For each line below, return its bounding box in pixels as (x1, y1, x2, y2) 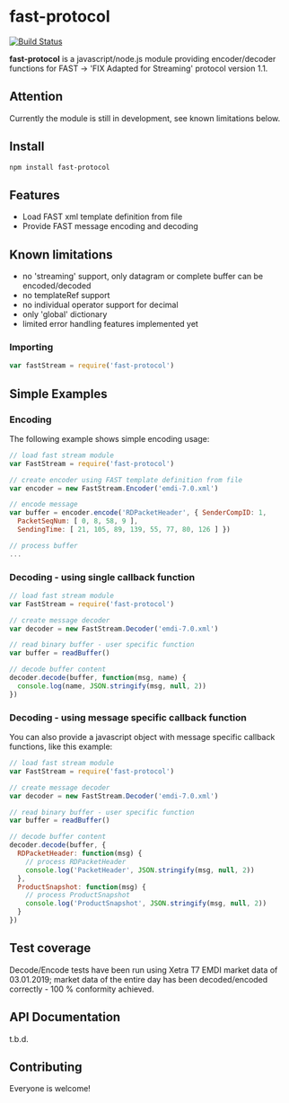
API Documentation (9, 1010, 121, 1025)
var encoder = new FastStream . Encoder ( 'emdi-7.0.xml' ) (9, 483, 219, 493)
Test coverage (9, 940, 92, 956)
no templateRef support (22, 290, 110, 301)
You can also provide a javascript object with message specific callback (9, 732, 276, 743)
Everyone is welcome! (9, 1083, 92, 1094)
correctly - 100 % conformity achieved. (9, 984, 154, 994)
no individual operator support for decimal (22, 299, 179, 311)
